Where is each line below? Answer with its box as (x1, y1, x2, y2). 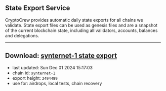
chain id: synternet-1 (12, 70, 56, 76)
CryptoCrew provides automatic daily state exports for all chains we (5, 17, 143, 23)
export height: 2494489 (12, 75, 58, 81)
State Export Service (5, 4, 70, 12)
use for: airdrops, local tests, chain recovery (12, 80, 102, 86)
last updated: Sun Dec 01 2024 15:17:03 (12, 64, 93, 70)
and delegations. (5, 32, 40, 38)
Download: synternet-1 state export (5, 52, 117, 60)
